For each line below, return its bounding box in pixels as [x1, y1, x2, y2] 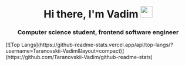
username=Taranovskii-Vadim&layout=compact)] [5, 47, 125, 54]
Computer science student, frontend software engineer [17, 28, 179, 36]
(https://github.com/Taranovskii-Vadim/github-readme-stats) [5, 54, 153, 61]
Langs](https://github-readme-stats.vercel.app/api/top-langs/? [21, 41, 174, 49]
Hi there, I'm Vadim [43, 8, 139, 21]
